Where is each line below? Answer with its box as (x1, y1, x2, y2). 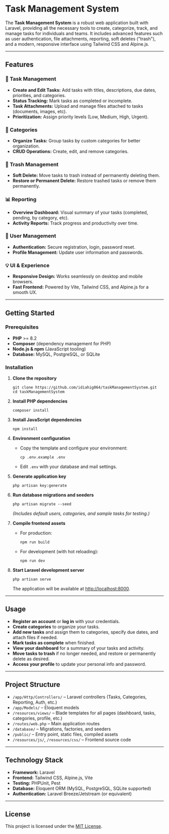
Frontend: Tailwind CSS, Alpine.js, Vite (12, 775, 93, 781)
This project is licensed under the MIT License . (5, 823, 103, 829)
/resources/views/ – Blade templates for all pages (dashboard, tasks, (12, 710, 156, 716)
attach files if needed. (12, 634, 58, 640)
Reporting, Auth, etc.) (12, 699, 57, 705)
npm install (12, 426, 38, 432)
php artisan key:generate (12, 483, 67, 488)
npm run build (20, 540, 50, 545)
